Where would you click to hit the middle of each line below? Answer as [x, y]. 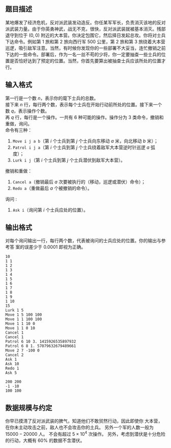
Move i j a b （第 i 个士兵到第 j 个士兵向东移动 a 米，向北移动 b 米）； [85, 141]
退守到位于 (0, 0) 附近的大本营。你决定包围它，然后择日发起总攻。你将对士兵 [85, 35]
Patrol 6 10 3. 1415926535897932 [41, 342]
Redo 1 [12, 369]
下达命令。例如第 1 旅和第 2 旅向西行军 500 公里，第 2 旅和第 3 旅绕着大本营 [85, 41]
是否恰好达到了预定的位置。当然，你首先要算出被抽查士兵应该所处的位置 [85, 61]
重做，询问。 [19, 124]
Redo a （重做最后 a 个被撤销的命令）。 [52, 188]
